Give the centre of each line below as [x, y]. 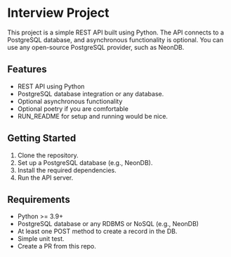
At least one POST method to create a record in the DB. [97, 231]
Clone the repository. [48, 155]
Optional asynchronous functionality [70, 101]
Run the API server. [45, 178]
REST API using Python [51, 86]
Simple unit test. [41, 239]
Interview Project [58, 13]
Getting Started [42, 138]
